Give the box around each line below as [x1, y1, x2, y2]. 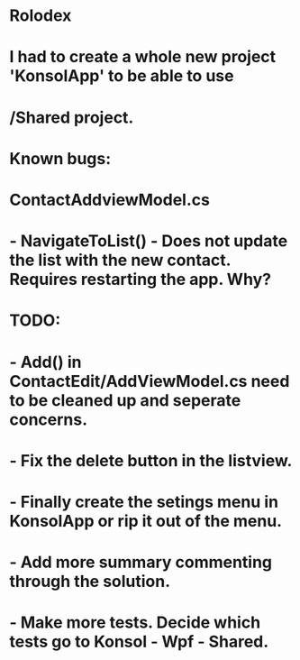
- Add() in [9, 352, 83, 372]
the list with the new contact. [9, 250, 232, 270]
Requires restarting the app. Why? [9, 270, 272, 289]
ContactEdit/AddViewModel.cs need [9, 371, 290, 391]
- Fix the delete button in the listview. [9, 450, 293, 471]
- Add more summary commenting [9, 552, 273, 573]
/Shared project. [9, 107, 134, 127]
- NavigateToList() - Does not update [9, 231, 288, 252]
